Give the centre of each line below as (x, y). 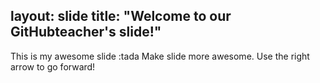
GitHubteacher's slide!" (86, 32)
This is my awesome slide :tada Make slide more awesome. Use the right (160, 56)
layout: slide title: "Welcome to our (121, 16)
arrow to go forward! (53, 66)
